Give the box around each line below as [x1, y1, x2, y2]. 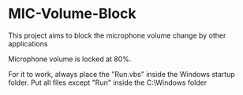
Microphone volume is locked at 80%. [8, 54, 132, 64]
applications [8, 38, 48, 48]
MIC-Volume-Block [8, 5, 136, 23]
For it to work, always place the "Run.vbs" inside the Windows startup [8, 69, 235, 79]
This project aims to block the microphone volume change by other [8, 31, 226, 40]
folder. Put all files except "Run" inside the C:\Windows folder [8, 78, 207, 87]
